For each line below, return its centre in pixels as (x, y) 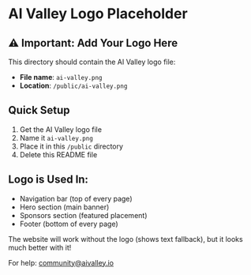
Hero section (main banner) (64, 207)
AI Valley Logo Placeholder (98, 14)
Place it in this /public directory (71, 146)
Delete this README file (58, 154)
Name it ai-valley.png (56, 137)
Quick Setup (39, 110)
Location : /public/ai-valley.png (73, 85)
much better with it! (40, 247)
